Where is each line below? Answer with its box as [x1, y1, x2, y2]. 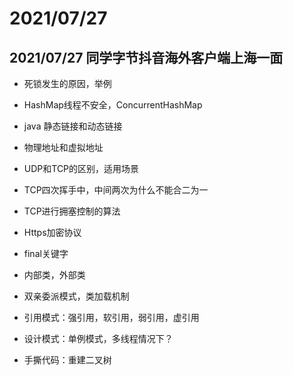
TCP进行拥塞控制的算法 [23, 205, 121, 217]
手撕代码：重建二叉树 [23, 354, 112, 366]
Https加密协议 [23, 227, 82, 238]
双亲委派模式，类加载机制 [23, 290, 130, 302]
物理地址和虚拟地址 [23, 142, 104, 153]
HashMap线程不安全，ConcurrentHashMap [23, 99, 203, 111]
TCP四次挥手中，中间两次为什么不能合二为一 [23, 184, 209, 196]
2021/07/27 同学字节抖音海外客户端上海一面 [9, 49, 284, 66]
